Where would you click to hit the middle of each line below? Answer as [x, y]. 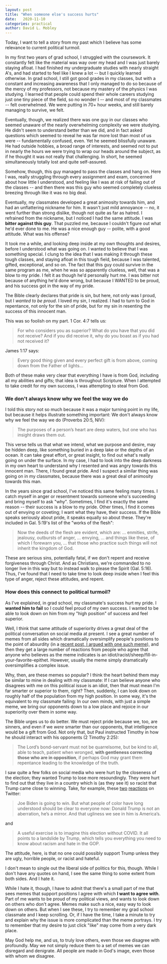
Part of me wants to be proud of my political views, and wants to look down [82, 899]
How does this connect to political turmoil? [58, 592]
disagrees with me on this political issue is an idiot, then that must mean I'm [83, 685]
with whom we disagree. [30, 956]
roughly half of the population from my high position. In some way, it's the [81, 696]
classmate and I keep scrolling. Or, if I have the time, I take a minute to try [80, 914]
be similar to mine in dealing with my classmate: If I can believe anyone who [83, 680]
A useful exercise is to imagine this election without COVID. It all [83, 833]
